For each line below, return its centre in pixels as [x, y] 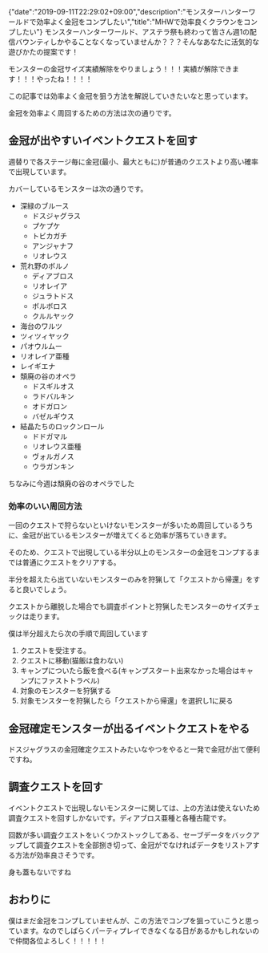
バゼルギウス [53, 416]
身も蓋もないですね [40, 872]
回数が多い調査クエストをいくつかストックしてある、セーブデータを [120, 835]
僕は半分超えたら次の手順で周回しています [78, 634]
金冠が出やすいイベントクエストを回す [103, 141]
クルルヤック [53, 316]
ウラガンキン [53, 466]
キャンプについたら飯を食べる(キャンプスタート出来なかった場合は [130, 671]
